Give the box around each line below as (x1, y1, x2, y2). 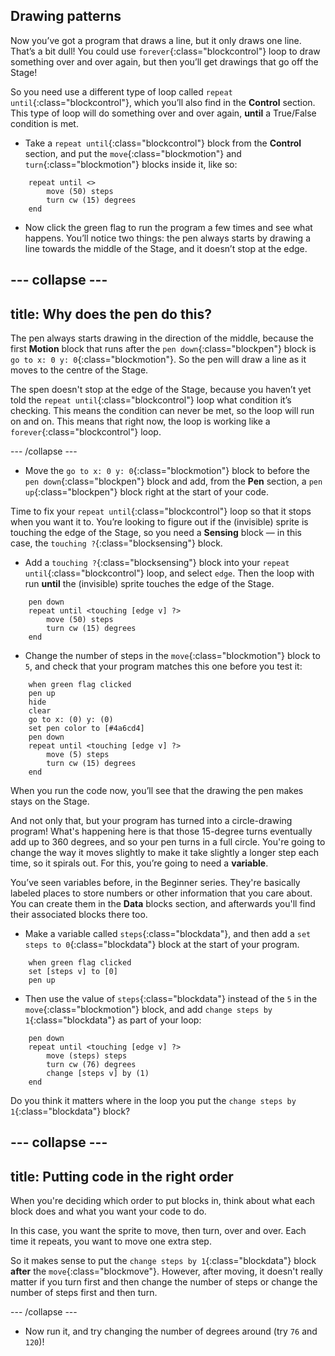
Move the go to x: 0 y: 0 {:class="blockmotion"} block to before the (24, 465, 310, 477)
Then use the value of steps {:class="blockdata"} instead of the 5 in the (24, 993, 318, 1005)
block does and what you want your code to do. (10, 1205, 207, 1218)
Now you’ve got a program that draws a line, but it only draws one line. (10, 34, 302, 46)
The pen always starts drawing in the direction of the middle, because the (10, 332, 315, 344)
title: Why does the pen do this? (10, 305, 212, 323)
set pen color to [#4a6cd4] (28, 724, 145, 734)
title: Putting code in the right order (10, 1168, 234, 1185)
